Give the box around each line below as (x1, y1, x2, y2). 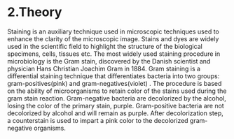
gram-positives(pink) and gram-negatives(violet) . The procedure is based (7, 79, 222, 87)
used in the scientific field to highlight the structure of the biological (7, 42, 203, 50)
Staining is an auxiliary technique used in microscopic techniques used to (7, 27, 219, 36)
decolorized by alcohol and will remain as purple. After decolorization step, (7, 109, 224, 117)
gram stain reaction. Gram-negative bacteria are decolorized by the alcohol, (7, 94, 226, 102)
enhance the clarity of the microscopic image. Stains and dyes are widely (7, 34, 219, 43)
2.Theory (7, 4, 62, 20)
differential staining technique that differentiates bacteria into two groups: (7, 71, 220, 80)
